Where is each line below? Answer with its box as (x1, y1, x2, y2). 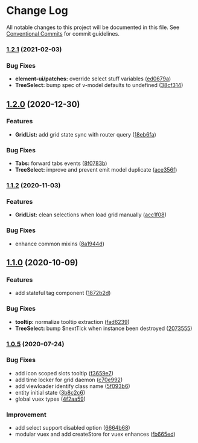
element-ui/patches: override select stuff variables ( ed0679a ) (14, 75, 171, 82)
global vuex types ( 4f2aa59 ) (14, 395, 86, 403)
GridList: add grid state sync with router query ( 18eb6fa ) (14, 131, 157, 138)
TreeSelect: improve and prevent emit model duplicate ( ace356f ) (14, 166, 177, 173)
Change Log (6, 4, 68, 18)
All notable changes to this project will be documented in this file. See (6, 24, 180, 31)
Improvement (6, 410, 46, 419)
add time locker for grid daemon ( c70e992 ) (14, 376, 123, 383)
